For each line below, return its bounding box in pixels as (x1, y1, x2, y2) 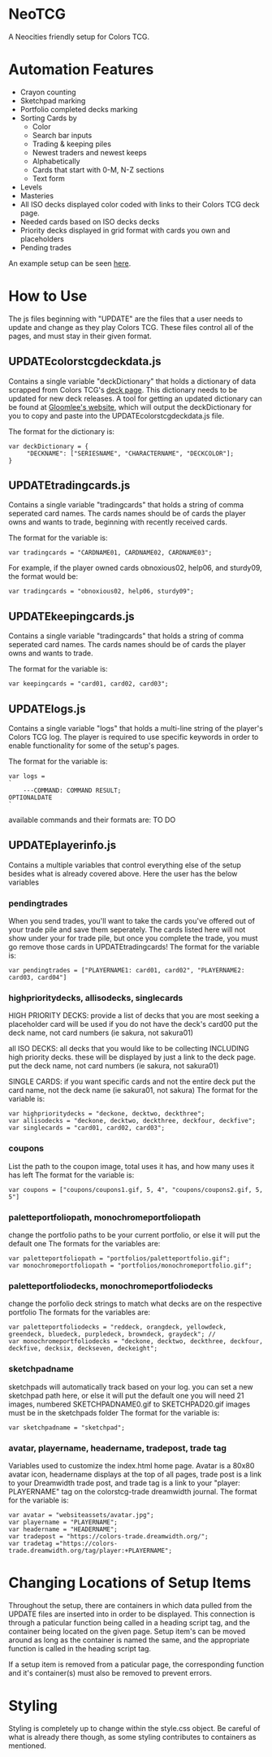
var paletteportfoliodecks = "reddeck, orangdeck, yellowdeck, (8, 1323, 227, 1332)
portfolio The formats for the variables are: (8, 1307, 151, 1317)
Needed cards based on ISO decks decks (19, 216, 160, 226)
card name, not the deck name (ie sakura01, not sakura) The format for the (8, 1085, 258, 1095)
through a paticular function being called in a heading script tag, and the (8, 1617, 250, 1627)
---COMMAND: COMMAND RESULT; (23, 786, 122, 795)
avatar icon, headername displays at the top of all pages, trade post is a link (8, 1469, 262, 1479)
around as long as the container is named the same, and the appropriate (8, 1635, 250, 1645)
